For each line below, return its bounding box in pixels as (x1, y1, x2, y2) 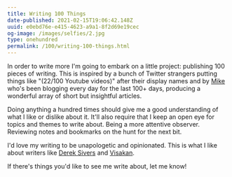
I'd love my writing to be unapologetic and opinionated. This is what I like (7, 141, 217, 149)
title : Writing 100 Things (7, 10, 86, 17)
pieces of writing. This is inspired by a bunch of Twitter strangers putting (7, 69, 217, 78)
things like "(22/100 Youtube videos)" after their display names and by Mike (7, 77, 226, 85)
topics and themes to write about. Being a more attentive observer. (7, 120, 200, 128)
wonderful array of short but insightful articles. (7, 92, 142, 100)
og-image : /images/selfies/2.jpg (7, 29, 105, 37)
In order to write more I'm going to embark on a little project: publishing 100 (7, 62, 226, 70)
